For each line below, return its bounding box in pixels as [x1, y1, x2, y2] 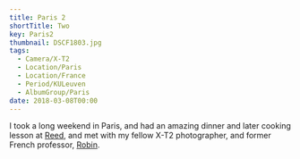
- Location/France [17, 71, 87, 80]
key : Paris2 [9, 29, 54, 38]
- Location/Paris [17, 63, 82, 72]
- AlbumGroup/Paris [17, 88, 90, 96]
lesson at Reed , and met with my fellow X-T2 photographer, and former [9, 130, 271, 141]
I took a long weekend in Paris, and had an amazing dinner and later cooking [9, 121, 291, 131]
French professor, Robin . [9, 139, 100, 150]
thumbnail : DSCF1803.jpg [9, 38, 102, 47]
